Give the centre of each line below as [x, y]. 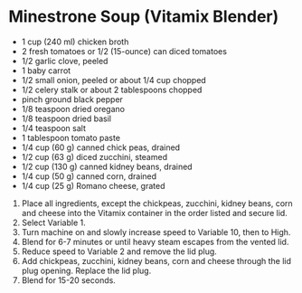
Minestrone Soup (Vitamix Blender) [144, 17]
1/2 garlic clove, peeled [65, 61]
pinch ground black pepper [72, 99]
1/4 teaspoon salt [54, 128]
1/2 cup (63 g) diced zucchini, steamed [94, 156]
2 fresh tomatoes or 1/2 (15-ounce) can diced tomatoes [124, 51]
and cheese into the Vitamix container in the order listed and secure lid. [155, 213]
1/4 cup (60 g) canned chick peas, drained [101, 147]
